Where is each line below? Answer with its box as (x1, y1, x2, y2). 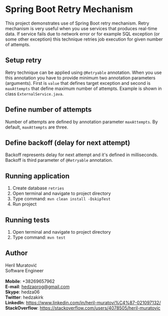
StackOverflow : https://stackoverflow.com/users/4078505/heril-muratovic (5, 305, 161, 311)
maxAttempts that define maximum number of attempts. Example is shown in (5, 85, 162, 91)
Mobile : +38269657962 (5, 278, 55, 284)
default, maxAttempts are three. (5, 124, 68, 130)
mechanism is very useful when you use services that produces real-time (5, 25, 157, 31)
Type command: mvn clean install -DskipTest (12, 196, 111, 202)
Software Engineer (5, 267, 44, 273)
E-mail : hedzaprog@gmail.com (5, 283, 70, 289)
